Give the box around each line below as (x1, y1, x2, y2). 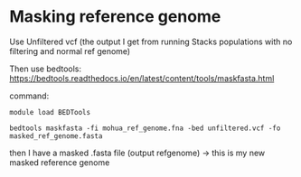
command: (9, 90, 50, 101)
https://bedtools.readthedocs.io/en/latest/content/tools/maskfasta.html (9, 72, 275, 83)
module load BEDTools (9, 107, 91, 116)
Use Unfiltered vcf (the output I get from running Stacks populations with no (9, 36, 293, 47)
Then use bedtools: (9, 63, 82, 74)
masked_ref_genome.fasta (9, 131, 103, 141)
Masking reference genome (9, 6, 221, 27)
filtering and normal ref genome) (9, 45, 131, 56)
